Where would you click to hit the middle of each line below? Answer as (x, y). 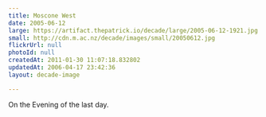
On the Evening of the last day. (59, 104)
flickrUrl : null (35, 45)
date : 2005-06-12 (37, 23)
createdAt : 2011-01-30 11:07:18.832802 (74, 60)
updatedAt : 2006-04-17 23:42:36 (62, 68)
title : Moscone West (43, 16)
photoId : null (32, 53)
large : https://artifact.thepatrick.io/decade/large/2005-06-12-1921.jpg (133, 30)
